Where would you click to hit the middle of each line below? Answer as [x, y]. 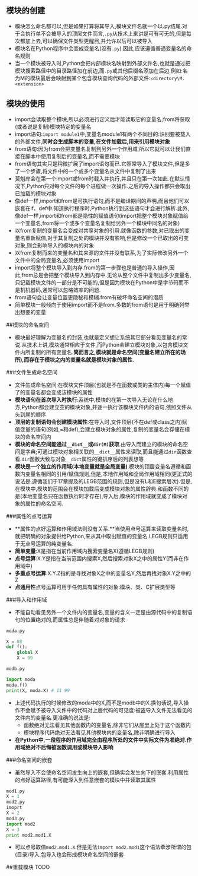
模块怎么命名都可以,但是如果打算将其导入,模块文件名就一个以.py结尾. [98, 26]
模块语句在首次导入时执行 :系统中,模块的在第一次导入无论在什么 [91, 399]
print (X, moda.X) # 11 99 [38, 690]
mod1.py [16, 791]
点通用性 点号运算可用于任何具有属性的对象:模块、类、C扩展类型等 [95, 587]
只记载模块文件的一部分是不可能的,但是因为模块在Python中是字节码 [97, 282]
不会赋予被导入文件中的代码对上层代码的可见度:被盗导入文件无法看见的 [106, 710]
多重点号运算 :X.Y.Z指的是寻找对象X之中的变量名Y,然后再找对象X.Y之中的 [103, 573]
